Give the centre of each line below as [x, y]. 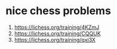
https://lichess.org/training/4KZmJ [57, 27]
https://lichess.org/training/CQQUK [57, 33]
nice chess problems [59, 11]
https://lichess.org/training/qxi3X [55, 40]
